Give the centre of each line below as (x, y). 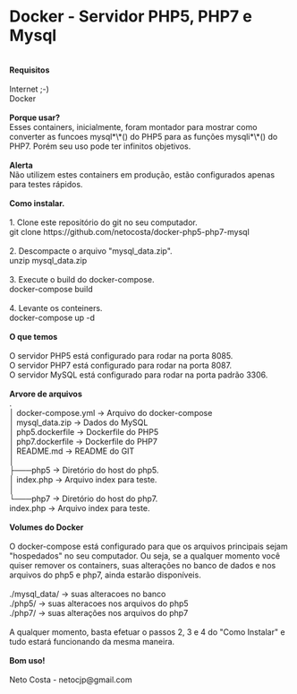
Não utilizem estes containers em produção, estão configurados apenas (142, 174)
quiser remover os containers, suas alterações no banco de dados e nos (143, 565)
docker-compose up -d (52, 317)
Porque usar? (35, 117)
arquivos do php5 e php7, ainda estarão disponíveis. (105, 575)
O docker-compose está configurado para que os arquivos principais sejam (148, 546)
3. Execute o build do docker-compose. (82, 279)
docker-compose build (51, 289)
